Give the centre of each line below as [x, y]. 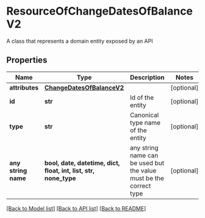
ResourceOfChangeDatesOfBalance [100, 11]
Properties [27, 60]
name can [144, 155]
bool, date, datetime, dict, [82, 163]
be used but [147, 163]
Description [147, 77]
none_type [60, 178]
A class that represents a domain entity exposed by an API [80, 41]
